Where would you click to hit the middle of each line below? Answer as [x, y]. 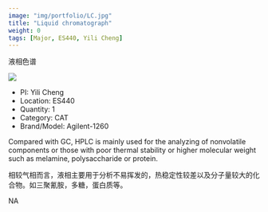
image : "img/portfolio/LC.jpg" [60, 16]
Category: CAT [44, 118]
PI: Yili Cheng [42, 92]
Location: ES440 [47, 101]
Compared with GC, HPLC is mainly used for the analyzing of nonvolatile [127, 142]
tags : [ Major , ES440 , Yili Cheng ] [66, 38]
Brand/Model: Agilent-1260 [64, 126]
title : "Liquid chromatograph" [60, 23]
